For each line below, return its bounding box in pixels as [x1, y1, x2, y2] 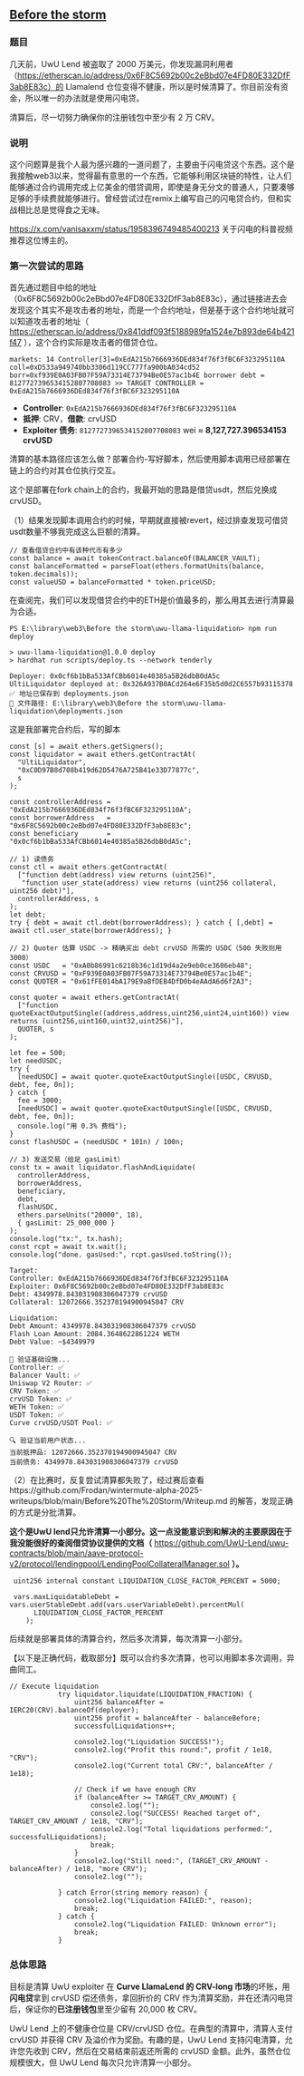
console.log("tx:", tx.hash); [9, 1235, 124, 1244]
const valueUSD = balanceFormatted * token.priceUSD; [9, 577, 217, 587]
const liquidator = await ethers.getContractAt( [9, 750, 196, 760]
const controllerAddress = [9, 798, 111, 807]
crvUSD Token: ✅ [9, 1395, 72, 1404]
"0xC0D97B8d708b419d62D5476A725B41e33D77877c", [17, 766, 201, 775]
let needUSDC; [9, 1056, 63, 1066]
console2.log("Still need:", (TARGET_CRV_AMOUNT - [73, 1857, 270, 1866]
